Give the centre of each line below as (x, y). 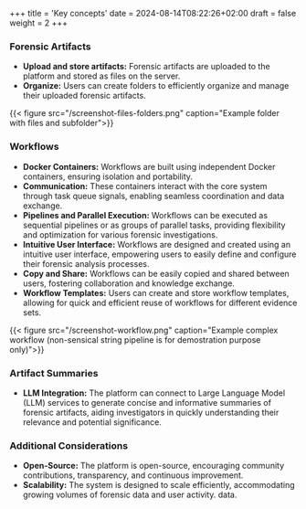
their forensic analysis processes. (86, 263)
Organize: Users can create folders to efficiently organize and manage (156, 86)
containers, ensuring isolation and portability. (108, 176)
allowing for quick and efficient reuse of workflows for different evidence (160, 302)
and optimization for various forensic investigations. (120, 234)
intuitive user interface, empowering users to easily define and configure (159, 254)
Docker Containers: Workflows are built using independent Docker (149, 166)
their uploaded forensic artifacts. (84, 96)
